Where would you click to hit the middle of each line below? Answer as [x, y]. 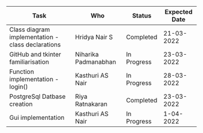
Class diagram [30, 29]
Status [142, 16]
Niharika [87, 54]
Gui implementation [37, 118]
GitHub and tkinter [35, 54]
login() [19, 87]
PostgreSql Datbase [37, 97]
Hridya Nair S [94, 37]
